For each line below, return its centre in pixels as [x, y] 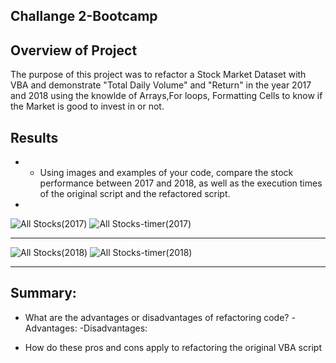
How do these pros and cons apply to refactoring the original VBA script [173, 347]
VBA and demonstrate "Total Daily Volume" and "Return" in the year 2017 [161, 85]
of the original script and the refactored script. [135, 194]
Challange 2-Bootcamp [84, 16]
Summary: [43, 293]
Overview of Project [74, 50]
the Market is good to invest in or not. [87, 106]
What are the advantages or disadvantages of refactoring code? [157, 317]
